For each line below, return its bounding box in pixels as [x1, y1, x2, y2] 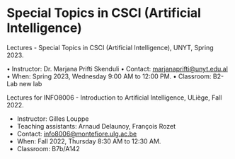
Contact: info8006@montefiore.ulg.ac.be [16, 129, 137, 138]
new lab [19, 79, 42, 88]
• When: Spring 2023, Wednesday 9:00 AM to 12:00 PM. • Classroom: [6, 72, 212, 81]
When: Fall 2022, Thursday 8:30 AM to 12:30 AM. [16, 136, 161, 146]
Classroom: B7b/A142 [16, 144, 80, 153]
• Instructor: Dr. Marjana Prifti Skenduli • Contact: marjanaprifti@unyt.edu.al [6, 64, 228, 73]
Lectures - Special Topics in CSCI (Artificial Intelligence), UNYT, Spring [6, 43, 214, 52]
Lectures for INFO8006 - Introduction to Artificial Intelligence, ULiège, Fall [6, 93, 222, 102]
